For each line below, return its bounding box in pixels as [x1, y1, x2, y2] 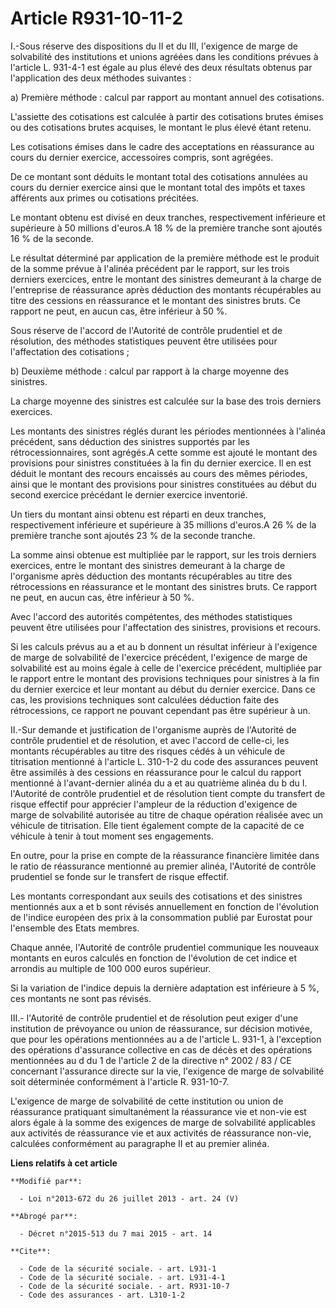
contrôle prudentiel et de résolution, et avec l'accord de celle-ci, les [10, 734, 290, 746]
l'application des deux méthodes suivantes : [10, 72, 192, 84]
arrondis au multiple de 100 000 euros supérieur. [10, 962, 212, 974]
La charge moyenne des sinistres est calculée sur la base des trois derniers [10, 395, 322, 407]
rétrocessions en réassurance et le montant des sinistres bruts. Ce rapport [10, 580, 318, 592]
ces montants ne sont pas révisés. [10, 992, 152, 1004]
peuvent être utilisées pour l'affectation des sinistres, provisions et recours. [10, 621, 322, 633]
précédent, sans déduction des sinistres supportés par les [10, 435, 250, 447]
